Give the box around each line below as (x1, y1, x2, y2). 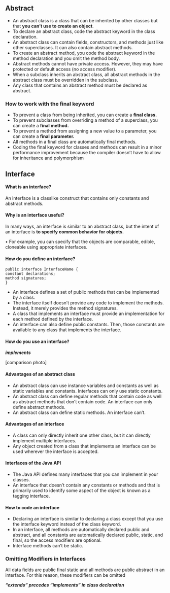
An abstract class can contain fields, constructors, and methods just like (12, 39, 164, 45)
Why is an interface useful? (5, 212, 64, 218)
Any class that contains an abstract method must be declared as (12, 82, 148, 88)
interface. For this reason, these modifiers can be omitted (5, 572, 125, 578)
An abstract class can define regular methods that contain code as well (12, 393, 162, 399)
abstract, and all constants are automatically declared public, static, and (12, 532, 163, 538)
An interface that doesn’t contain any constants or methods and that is (12, 482, 160, 488)
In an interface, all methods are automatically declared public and (12, 527, 150, 533)
